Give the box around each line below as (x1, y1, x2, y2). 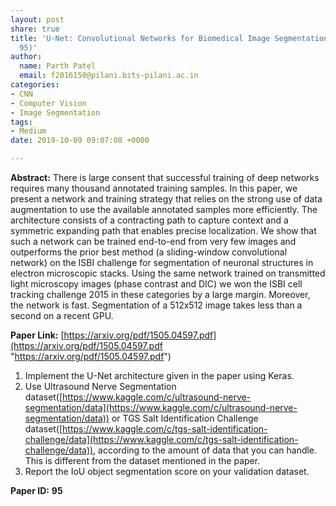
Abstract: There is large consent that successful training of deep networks (10, 172, 320, 183)
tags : (10, 117, 33, 127)
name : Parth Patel (19, 61, 97, 71)
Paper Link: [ (10, 329, 65, 341)
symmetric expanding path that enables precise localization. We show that (10, 225, 317, 236)
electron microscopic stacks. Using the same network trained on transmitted (10, 267, 326, 279)
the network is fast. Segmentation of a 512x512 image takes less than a (10, 299, 303, 311)
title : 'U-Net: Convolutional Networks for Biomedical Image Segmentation (10, 33, 329, 43)
